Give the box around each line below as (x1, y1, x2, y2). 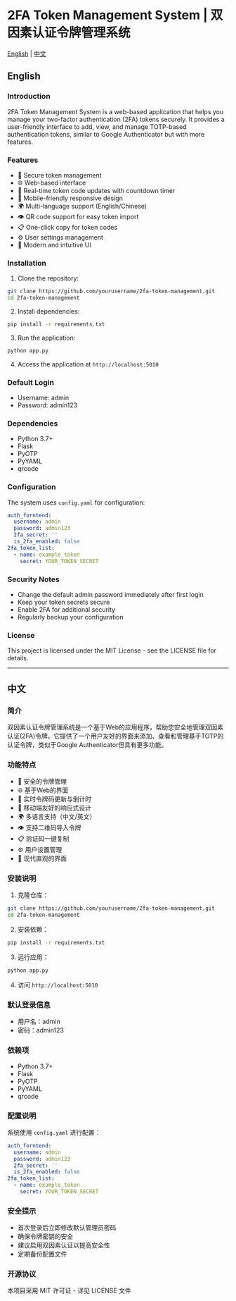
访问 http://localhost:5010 (17, 980, 98, 989)
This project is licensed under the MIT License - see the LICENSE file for (7, 646, 216, 655)
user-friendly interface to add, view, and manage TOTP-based (7, 122, 188, 131)
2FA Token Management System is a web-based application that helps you (7, 107, 223, 116)
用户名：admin (17, 1017, 61, 1026)
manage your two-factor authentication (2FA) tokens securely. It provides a (7, 115, 225, 123)
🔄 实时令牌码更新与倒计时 (17, 795, 91, 803)
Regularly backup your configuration (17, 612, 124, 621)
